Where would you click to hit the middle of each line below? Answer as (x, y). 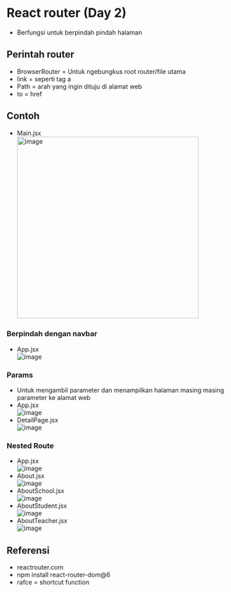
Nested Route (30, 446)
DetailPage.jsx (38, 420)
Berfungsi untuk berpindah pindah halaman (79, 32)
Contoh (23, 116)
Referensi (28, 550)
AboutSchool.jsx (40, 491)
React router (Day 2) (67, 13)
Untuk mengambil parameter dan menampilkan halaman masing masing (120, 390)
